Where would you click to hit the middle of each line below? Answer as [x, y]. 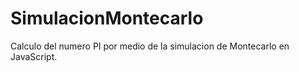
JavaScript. [34, 56]
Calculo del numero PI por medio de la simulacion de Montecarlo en [150, 46]
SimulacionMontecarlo [107, 18]
